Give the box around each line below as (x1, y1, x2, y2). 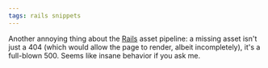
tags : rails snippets (8, 11, 82, 20)
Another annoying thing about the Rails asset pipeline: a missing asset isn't (8, 34, 258, 43)
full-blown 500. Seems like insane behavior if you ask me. (8, 50, 201, 60)
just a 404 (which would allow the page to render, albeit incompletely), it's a (8, 42, 261, 52)
